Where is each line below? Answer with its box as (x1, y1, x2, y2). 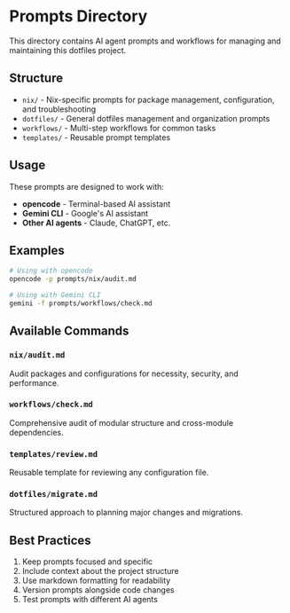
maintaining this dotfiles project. (9, 44, 127, 55)
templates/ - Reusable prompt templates (21, 131, 171, 143)
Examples (9, 242, 65, 258)
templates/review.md (9, 449, 98, 459)
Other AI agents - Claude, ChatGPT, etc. (21, 217, 171, 228)
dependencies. (9, 427, 64, 437)
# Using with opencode (9, 266, 93, 276)
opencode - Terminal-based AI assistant (21, 198, 171, 209)
